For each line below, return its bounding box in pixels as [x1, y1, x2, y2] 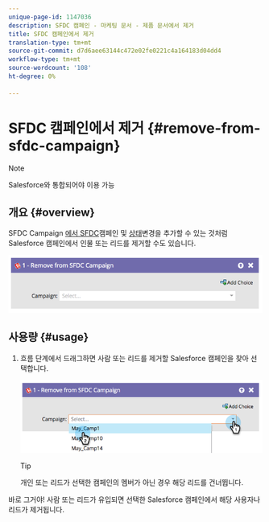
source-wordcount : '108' [8, 64, 92, 72]
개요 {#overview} [8, 205, 95, 219]
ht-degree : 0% [8, 72, 56, 80]
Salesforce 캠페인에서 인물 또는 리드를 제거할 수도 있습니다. [8, 238, 197, 249]
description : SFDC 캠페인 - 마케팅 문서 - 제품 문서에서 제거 [8, 21, 195, 30]
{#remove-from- [147, 119, 261, 137]
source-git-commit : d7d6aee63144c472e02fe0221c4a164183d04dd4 [8, 47, 221, 55]
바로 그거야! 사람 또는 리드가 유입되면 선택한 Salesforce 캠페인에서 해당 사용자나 [8, 495, 260, 504]
